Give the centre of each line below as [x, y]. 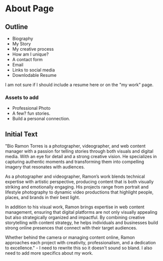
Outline [16, 27]
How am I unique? [30, 54]
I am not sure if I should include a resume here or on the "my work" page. [79, 85]
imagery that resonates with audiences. [45, 167]
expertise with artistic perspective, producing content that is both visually [79, 182]
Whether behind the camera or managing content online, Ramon [70, 237]
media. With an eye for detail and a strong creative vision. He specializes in [81, 157]
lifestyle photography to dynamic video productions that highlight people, [79, 192]
